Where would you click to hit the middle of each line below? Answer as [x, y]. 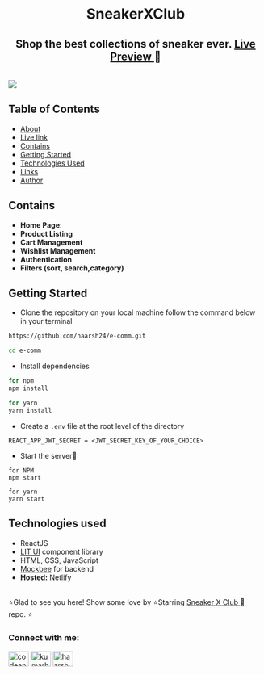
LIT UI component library [61, 551]
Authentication [46, 259]
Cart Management [51, 242]
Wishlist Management [58, 250]
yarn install [30, 410]
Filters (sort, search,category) [72, 268]
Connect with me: [44, 638]
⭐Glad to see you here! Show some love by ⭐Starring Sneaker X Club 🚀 [127, 602]
